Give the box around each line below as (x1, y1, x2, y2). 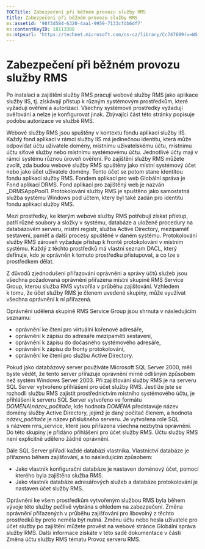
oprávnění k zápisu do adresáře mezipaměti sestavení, (15, 333, 153, 340)
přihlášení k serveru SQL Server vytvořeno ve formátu (6, 396, 142, 403)
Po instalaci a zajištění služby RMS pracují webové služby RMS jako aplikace (6, 91, 198, 98)
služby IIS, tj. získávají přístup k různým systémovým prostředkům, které (6, 98, 188, 105)
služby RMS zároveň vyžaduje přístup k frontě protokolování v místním (6, 238, 184, 246)
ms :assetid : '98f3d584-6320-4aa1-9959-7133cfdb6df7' (6, 20, 143, 26)
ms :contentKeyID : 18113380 (6, 26, 75, 32)
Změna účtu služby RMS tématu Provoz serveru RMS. (6, 536, 141, 543)
